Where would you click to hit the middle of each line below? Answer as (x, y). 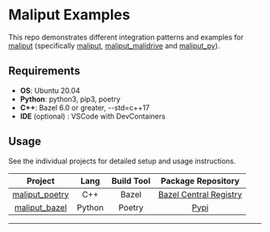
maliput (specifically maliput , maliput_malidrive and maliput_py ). (114, 45)
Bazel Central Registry (200, 194)
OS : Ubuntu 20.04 (50, 90)
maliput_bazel (41, 207)
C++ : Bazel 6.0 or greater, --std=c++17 (85, 107)
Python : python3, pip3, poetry (70, 99)
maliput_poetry (41, 194)
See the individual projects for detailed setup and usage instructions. (122, 161)
